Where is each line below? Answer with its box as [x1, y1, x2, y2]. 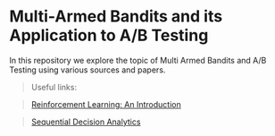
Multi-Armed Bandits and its [9, 6, 223, 27]
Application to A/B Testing [9, 25, 209, 46]
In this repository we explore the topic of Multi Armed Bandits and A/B [9, 55, 267, 65]
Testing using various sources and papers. [9, 64, 166, 75]
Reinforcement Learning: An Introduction [30, 98, 181, 109]
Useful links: [30, 81, 78, 92]
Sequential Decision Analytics [30, 116, 141, 127]
